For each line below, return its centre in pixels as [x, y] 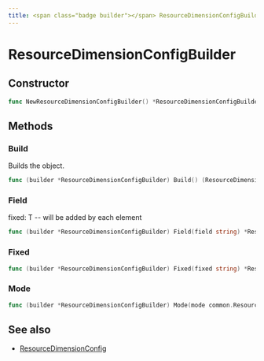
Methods [31, 126]
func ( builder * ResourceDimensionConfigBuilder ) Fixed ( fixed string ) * [128, 269]
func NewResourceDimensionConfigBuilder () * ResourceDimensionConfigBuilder [135, 102]
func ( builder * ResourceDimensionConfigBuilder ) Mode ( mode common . [121, 305]
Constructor [38, 84]
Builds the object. [37, 166]
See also [29, 329]
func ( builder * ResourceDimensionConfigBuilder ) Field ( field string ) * [128, 232]
